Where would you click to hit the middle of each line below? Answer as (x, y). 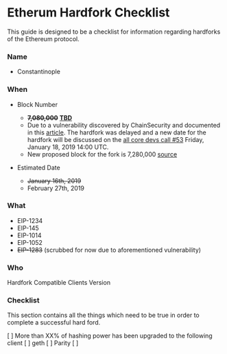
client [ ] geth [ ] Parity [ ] (43, 343)
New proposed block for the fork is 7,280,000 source (102, 154)
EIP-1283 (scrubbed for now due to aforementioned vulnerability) (109, 250)
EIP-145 (28, 228)
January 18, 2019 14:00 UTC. (68, 147)
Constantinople (38, 72)
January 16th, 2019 (54, 180)
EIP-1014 (29, 235)
